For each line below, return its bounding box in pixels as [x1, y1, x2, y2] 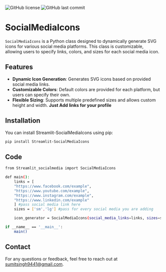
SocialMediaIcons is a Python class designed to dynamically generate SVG [5, 38, 157, 44]
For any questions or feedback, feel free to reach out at [5, 256, 118, 262]
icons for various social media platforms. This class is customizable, [5, 43, 144, 49]
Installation [5, 116, 41, 125]
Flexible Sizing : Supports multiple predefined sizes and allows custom [12, 97, 156, 103]
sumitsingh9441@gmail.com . [5, 261, 64, 267]
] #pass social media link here [14, 202, 81, 207]
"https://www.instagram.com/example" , [14, 193, 94, 198]
